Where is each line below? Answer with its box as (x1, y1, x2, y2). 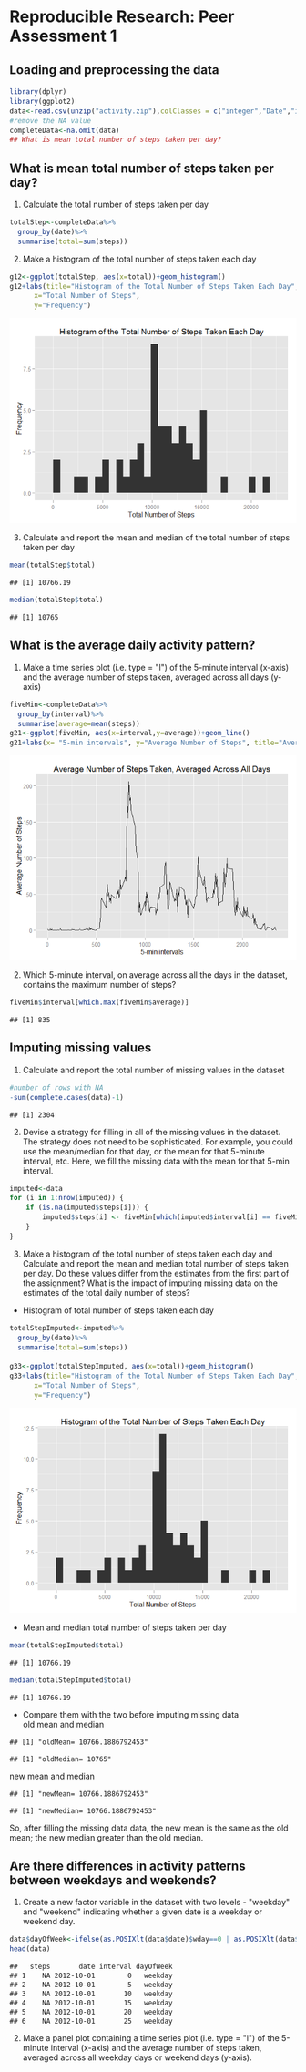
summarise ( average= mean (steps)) (17, 719, 141, 728)
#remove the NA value (9, 116, 92, 125)
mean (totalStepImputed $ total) (9, 1640, 125, 1650)
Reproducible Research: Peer (9, 6, 235, 27)
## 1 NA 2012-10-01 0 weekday (9, 1971, 173, 1981)
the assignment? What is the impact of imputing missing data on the (22, 1277, 278, 1288)
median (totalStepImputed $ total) (9, 1675, 132, 1685)
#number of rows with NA (9, 1082, 104, 1092)
